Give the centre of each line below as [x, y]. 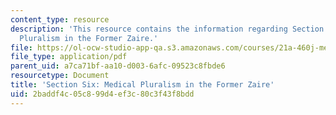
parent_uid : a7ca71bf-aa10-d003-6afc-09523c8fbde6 [118, 66]
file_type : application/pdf [69, 57]
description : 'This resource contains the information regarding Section [167, 29]
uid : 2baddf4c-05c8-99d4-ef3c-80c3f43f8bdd [102, 94]
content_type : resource [60, 19]
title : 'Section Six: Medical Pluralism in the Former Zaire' [142, 85]
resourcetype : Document [60, 76]
